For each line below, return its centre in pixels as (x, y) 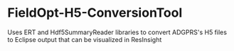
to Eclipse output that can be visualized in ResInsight (85, 39)
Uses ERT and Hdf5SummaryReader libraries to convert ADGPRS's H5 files (117, 32)
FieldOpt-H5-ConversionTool (95, 13)
